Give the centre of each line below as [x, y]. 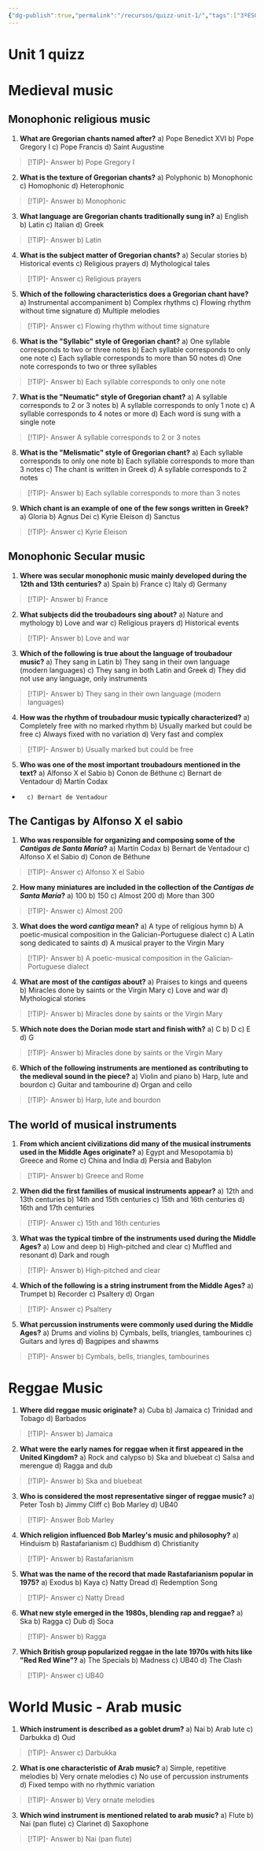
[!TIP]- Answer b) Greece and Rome [85, 1176]
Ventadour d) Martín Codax [64, 781]
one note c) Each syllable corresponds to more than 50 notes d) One [130, 358]
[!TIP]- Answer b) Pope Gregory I [81, 161]
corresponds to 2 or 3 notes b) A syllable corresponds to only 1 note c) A [137, 405]
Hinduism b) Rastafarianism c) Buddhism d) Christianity [109, 1544]
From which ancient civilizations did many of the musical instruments [135, 1144]
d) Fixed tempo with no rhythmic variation [87, 1785]
